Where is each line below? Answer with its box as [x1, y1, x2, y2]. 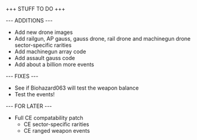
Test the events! [14, 91, 55, 98]
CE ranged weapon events [23, 127, 91, 134]
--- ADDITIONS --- [5, 17, 53, 24]
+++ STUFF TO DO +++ [5, 5, 66, 12]
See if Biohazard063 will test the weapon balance [14, 84, 139, 92]
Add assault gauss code [14, 55, 75, 61]
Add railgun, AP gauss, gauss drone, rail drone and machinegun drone [14, 35, 191, 42]
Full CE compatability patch [14, 115, 83, 121]
